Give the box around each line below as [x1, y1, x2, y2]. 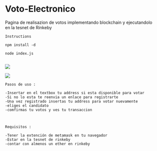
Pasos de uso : [5, 82, 36, 87]
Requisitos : [5, 124, 32, 129]
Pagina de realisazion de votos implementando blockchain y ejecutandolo [5, 19, 153, 25]
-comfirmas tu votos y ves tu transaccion [5, 107, 92, 112]
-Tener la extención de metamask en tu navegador [5, 133, 108, 138]
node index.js [5, 51, 34, 56]
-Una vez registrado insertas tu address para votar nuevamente [5, 99, 138, 104]
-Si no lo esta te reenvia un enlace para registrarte [5, 95, 119, 100]
